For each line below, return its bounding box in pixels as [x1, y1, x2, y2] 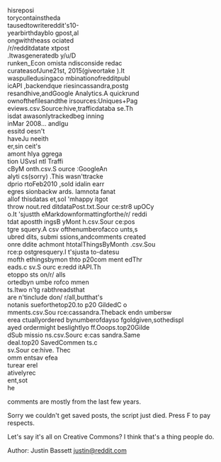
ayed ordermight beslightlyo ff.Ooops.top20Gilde [7, 323, 150, 331]
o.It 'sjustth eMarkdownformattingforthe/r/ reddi [7, 210, 147, 218]
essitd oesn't [7, 127, 45, 135]
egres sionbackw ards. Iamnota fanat [7, 188, 115, 195]
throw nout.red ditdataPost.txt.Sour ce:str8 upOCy [7, 203, 154, 210]
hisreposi [7, 6, 35, 14]
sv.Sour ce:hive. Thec [7, 346, 71, 354]
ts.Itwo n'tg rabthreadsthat [7, 286, 85, 294]
